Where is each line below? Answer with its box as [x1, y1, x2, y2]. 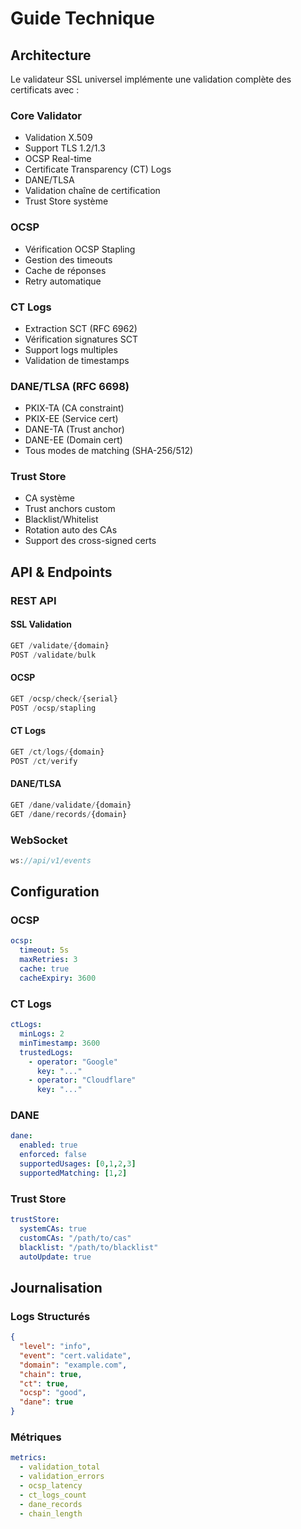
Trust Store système [24, 195, 109, 207]
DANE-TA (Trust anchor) [24, 423, 125, 436]
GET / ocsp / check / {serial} [10, 693, 118, 704]
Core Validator [10, 108, 82, 122]
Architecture [10, 47, 92, 64]
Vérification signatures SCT [24, 333, 138, 345]
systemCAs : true [19, 1223, 87, 1234]
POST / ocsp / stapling [10, 703, 97, 713]
